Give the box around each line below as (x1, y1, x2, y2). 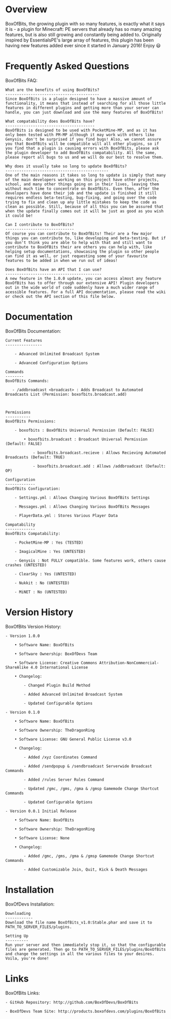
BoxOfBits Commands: (5, 378, 50, 383)
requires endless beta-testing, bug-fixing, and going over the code (5, 195, 157, 200)
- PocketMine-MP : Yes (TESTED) (14, 540, 83, 545)
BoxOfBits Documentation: (5, 328, 61, 334)
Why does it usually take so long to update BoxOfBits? (5, 163, 127, 169)
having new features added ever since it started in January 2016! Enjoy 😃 (5, 42, 161, 48)
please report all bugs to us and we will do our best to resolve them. (5, 155, 164, 160)
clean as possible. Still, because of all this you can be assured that (5, 204, 164, 209)
